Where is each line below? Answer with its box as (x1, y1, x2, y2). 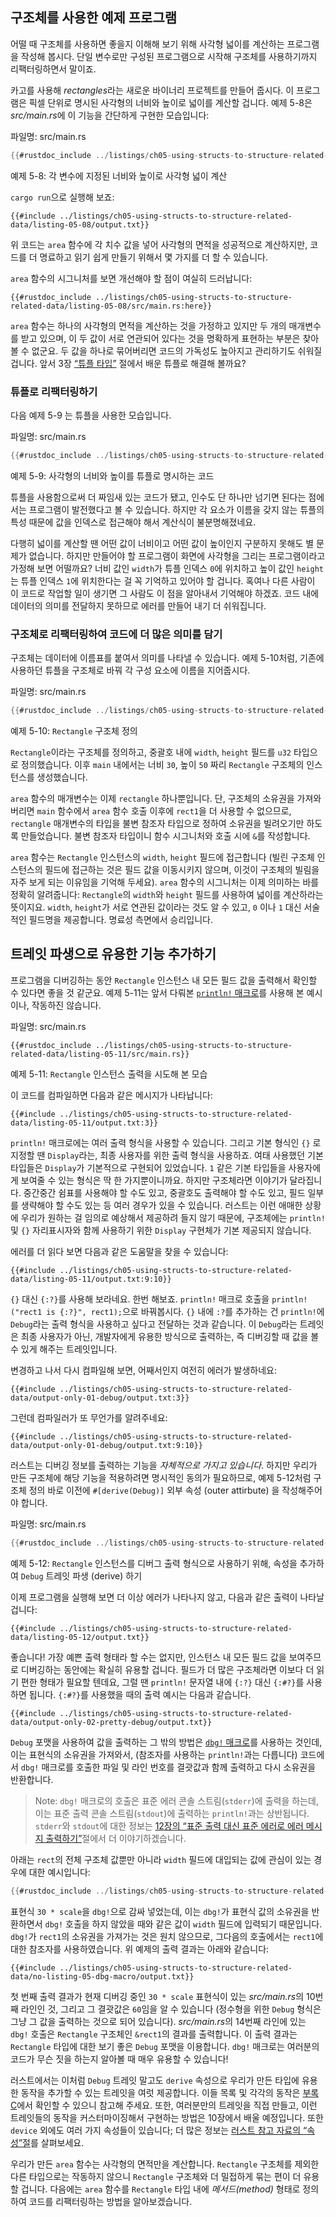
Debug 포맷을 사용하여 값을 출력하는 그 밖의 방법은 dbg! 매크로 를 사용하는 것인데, (10, 1736, 323, 1748)
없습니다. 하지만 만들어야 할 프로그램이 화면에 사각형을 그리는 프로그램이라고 (28, 549, 326, 562)
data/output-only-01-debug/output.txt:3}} (10, 1393, 190, 1403)
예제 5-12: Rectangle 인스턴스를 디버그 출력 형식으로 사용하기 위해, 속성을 (10, 1557, 298, 1569)
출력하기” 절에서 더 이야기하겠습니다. (45, 1832, 187, 1844)
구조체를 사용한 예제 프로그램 (10, 9, 178, 27)
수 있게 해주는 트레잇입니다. (10, 1343, 118, 1355)
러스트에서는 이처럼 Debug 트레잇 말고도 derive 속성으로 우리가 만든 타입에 (10, 2074, 300, 2086)
